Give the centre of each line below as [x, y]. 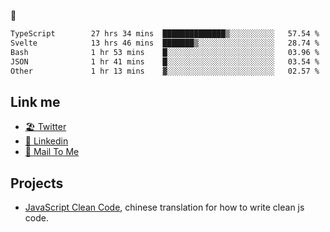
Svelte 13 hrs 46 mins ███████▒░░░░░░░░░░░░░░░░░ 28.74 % [165, 43]
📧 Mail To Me [52, 152]
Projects [37, 183]
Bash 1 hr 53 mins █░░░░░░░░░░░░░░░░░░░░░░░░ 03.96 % [165, 52]
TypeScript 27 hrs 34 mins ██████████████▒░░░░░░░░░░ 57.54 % [165, 34]
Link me [35, 101]
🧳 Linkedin [46, 141]
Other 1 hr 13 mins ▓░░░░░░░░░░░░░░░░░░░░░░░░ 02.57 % [165, 71]
